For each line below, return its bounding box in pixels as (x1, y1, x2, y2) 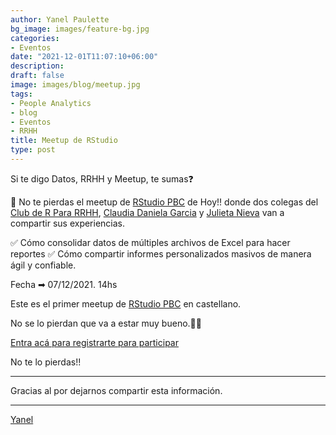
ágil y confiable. (10, 259, 77, 271)
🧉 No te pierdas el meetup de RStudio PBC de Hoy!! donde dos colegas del (10, 196, 319, 208)
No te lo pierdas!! (10, 356, 82, 368)
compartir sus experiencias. (10, 217, 126, 229)
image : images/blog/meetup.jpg (10, 80, 141, 90)
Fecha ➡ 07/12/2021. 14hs (10, 278, 118, 290)
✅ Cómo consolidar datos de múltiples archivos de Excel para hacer (10, 236, 291, 248)
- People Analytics (10, 98, 92, 108)
